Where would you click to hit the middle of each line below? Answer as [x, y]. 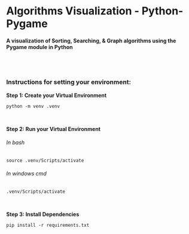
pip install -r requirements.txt [48, 226]
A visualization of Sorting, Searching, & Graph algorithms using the [91, 41]
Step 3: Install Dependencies [43, 214]
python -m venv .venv [33, 106]
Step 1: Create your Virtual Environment [57, 95]
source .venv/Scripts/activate [45, 160]
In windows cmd [26, 174]
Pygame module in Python [39, 47]
